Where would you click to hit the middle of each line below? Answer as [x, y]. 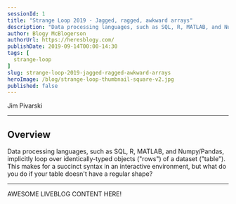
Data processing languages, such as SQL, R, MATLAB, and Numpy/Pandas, [116, 151]
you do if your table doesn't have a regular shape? [80, 174]
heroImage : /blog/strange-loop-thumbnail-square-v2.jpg [91, 79]
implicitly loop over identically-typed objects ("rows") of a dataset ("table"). [117, 159]
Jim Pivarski [25, 106]
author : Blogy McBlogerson [47, 33]
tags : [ [19, 53]
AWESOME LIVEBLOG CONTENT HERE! [65, 194]
